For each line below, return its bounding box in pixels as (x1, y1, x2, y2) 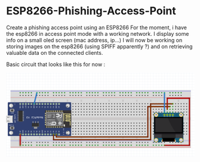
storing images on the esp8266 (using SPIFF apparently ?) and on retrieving (6, 43, 193, 50)
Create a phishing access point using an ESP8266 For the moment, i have (6, 24, 187, 31)
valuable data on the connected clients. (6, 49, 103, 56)
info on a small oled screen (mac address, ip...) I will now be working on (6, 36, 183, 43)
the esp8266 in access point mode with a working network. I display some (6, 30, 189, 37)
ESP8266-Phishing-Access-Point (6, 4, 176, 18)
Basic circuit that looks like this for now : (6, 61, 106, 68)
